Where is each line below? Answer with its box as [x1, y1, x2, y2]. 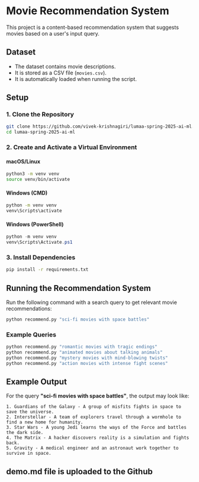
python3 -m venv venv [6, 171, 60, 177]
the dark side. [6, 430, 44, 436]
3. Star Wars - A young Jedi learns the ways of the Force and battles [6, 425, 187, 431]
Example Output [6, 377, 67, 387]
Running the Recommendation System [6, 283, 151, 293]
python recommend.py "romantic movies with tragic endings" [6, 344, 158, 350]
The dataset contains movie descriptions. [14, 63, 116, 70]
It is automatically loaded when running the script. [14, 75, 137, 82]
